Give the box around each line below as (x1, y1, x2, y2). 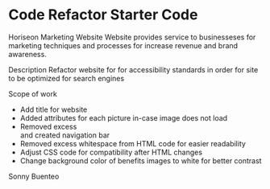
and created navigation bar (19, 130, 110, 140)
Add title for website (19, 105, 88, 114)
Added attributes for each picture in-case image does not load (19, 113, 228, 122)
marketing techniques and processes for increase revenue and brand (8, 40, 239, 50)
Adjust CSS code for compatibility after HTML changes (19, 147, 203, 157)
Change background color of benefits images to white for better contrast (19, 155, 262, 166)
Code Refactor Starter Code (8, 6, 198, 24)
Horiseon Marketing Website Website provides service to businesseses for (8, 32, 256, 42)
